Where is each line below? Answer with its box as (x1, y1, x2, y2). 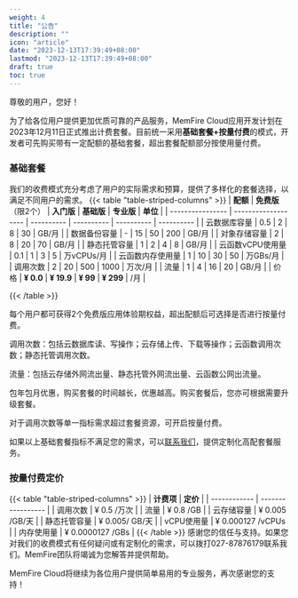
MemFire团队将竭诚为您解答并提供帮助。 (24, 549, 174, 560)
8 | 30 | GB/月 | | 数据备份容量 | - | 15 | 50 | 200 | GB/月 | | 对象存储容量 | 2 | (9, 228, 284, 239)
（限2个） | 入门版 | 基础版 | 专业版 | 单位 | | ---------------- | (9, 206, 232, 217)
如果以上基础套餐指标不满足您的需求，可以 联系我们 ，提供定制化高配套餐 (9, 436, 273, 447)
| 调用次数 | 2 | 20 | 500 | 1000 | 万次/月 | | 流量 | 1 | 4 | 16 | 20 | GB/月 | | (9, 261, 272, 272)
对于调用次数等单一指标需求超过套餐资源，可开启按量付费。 (9, 418, 227, 428)
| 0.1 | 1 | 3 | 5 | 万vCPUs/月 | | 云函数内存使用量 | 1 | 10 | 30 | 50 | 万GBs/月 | (9, 251, 285, 261)
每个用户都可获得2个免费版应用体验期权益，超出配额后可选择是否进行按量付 (9, 308, 286, 320)
